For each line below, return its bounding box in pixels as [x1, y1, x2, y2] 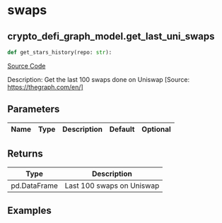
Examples [7, 204, 52, 217]
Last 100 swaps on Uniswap [64, 181, 160, 191]
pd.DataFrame [11, 181, 59, 191]
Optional [141, 124, 171, 134]
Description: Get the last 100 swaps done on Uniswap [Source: [7, 75, 190, 83]
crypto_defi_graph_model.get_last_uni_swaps [7, 30, 215, 42]
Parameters [7, 103, 60, 115]
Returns [7, 147, 44, 160]
